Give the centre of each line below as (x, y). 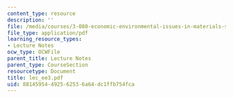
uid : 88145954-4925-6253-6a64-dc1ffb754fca (71, 84)
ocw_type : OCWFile (34, 52)
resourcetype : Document (42, 71)
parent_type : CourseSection (48, 65)
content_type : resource (42, 13)
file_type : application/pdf (48, 33)
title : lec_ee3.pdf (35, 78)
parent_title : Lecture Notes (49, 59)
